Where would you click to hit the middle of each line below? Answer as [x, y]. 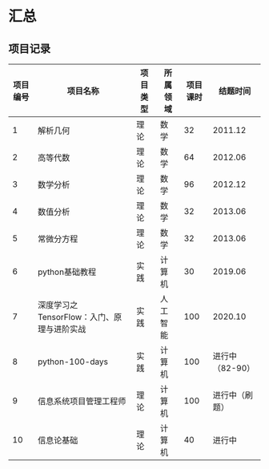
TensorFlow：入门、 [76, 317]
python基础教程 [67, 272]
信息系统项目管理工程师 [82, 401]
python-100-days [72, 362]
